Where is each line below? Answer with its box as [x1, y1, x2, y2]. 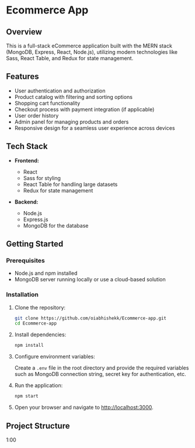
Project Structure [6, 421, 70, 430]
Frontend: [14, 157, 39, 164]
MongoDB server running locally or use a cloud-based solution [14, 276, 166, 283]
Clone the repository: [14, 304, 66, 311]
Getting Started [6, 239, 64, 249]
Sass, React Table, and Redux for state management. [6, 55, 134, 61]
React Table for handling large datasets [23, 181, 118, 188]
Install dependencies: [14, 331, 67, 338]
